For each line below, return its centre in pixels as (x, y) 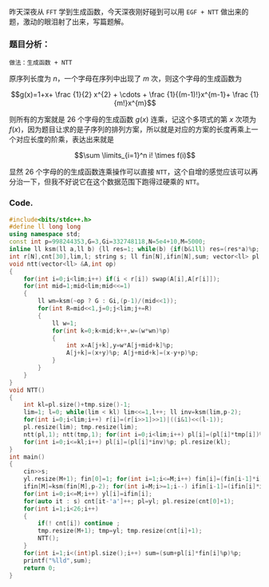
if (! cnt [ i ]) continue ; (79, 524)
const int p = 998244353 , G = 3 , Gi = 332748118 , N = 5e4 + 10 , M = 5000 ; (108, 242)
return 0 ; (40, 568)
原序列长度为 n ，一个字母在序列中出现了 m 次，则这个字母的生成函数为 (126, 79)
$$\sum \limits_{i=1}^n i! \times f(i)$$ (135, 156)
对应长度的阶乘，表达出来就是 (65, 140)
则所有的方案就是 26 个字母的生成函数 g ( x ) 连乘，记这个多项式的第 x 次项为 (133, 120)
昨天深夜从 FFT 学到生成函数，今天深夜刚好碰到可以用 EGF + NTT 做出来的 (129, 12)
